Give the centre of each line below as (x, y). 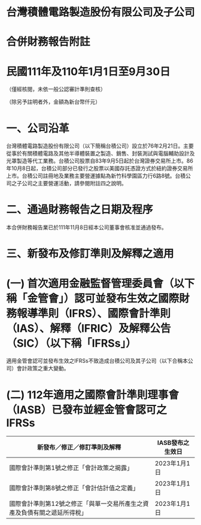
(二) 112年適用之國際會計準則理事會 (93, 395)
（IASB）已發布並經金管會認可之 (87, 410)
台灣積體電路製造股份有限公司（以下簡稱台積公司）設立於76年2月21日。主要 (100, 146)
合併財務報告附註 (48, 42)
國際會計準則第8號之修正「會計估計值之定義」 (74, 488)
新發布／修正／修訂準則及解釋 (79, 447)
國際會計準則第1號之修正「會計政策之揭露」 (71, 468)
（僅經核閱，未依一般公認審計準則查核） (56, 89)
